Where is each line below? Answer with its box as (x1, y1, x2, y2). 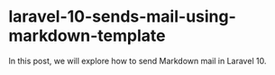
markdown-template (8, 25, 166, 46)
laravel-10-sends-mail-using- (8, 6, 236, 27)
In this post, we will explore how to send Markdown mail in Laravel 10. (8, 55, 267, 66)
